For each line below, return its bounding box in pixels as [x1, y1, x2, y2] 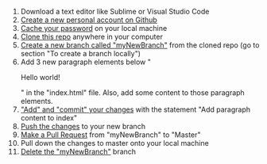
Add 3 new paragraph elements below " [20, 57, 152, 67]
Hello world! [20, 73, 60, 82]
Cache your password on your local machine [20, 24, 168, 32]
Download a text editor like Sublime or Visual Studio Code [20, 7, 210, 16]
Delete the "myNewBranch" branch [20, 147, 137, 156]
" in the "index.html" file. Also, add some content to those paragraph [20, 88, 245, 97]
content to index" [20, 113, 78, 122]
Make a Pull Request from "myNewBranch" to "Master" [20, 130, 201, 139]
